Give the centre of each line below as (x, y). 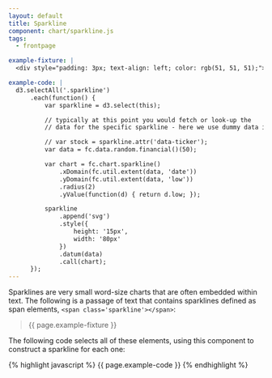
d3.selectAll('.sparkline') (63, 90)
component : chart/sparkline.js (61, 31)
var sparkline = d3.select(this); (102, 105)
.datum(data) (81, 254)
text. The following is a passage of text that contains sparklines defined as (132, 301)
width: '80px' (97, 239)
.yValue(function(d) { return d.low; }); (130, 194)
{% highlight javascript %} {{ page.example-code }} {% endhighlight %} (128, 365)
